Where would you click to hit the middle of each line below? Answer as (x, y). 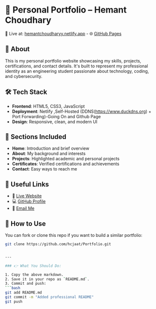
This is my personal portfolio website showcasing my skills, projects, (73, 61)
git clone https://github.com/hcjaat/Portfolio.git (58, 244)
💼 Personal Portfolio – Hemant (66, 10)
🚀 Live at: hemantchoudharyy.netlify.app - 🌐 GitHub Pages (63, 33)
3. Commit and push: (26, 284)
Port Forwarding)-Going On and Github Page (56, 116)
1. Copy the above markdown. (34, 275)
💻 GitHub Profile (29, 201)
